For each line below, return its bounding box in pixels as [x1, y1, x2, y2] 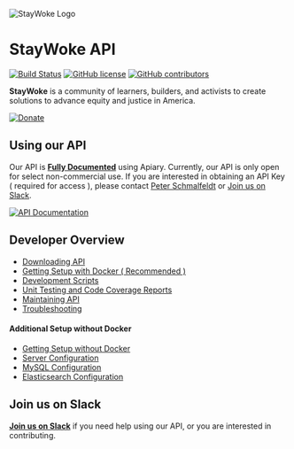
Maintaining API [21, 293, 80, 305]
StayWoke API [9, 40, 117, 59]
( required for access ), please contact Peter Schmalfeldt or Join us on [9, 180, 266, 190]
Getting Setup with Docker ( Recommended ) [21, 266, 186, 276]
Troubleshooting [21, 303, 82, 314]
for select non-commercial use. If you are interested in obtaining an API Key [9, 171, 285, 182]
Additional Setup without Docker [9, 323, 132, 334]
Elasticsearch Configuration [21, 371, 124, 382]
